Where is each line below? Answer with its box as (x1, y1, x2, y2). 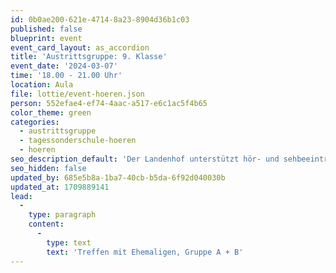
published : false (10, 24, 83, 34)
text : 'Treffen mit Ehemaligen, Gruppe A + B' (46, 247, 244, 257)
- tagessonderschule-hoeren (19, 136, 137, 146)
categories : (10, 117, 60, 127)
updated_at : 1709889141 (10, 182, 110, 192)
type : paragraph (28, 210, 97, 220)
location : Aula (10, 80, 74, 90)
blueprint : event (10, 33, 83, 43)
